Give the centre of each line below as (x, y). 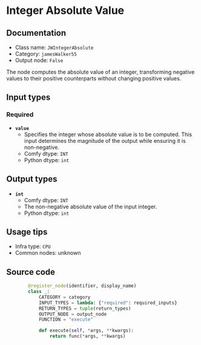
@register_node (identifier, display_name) (82, 286)
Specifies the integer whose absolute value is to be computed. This (108, 134)
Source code (31, 272)
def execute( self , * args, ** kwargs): (86, 330)
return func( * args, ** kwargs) (87, 337)
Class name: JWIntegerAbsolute (54, 47)
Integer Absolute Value (65, 11)
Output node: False (39, 60)
